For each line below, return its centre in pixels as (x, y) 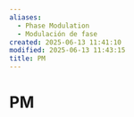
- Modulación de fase (58, 34)
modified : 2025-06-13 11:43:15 (67, 51)
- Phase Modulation (54, 26)
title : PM (28, 58)
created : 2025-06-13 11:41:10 (66, 42)
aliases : (25, 17)
